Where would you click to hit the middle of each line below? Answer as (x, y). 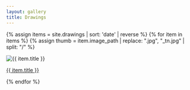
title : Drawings (26, 17)
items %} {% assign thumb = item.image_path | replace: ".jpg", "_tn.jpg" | (96, 41)
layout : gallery (26, 12)
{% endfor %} (23, 82)
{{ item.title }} (23, 70)
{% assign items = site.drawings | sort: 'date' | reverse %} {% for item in (94, 34)
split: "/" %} (21, 47)
